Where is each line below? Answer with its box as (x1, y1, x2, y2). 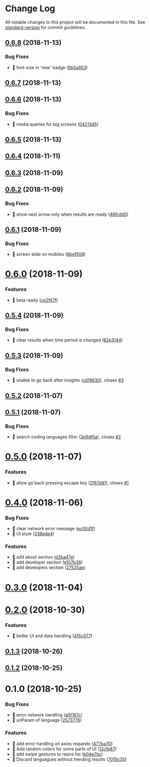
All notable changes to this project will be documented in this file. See (5, 19, 146, 25)
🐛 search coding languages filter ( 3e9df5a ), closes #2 (12, 434, 121, 440)
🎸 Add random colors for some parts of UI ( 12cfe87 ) (12, 746, 117, 752)
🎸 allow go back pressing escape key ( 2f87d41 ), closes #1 (12, 480, 129, 486)
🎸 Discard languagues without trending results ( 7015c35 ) (12, 756, 127, 762)
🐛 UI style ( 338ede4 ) (12, 531, 55, 537)
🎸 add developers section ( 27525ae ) (12, 564, 86, 570)
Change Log (5, 3, 55, 14)
